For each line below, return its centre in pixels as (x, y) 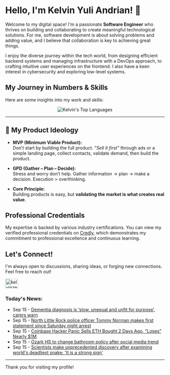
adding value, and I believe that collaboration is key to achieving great (78, 40)
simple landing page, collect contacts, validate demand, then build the (86, 153)
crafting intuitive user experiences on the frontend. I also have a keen (78, 66)
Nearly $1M (25, 337)
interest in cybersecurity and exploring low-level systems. (66, 72)
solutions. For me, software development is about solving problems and (80, 35)
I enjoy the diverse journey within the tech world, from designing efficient (81, 56)
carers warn (25, 315)
